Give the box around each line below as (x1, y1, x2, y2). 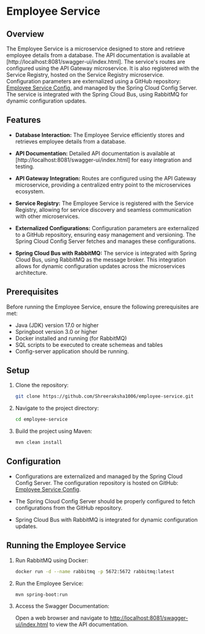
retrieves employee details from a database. (15, 137, 127, 145)
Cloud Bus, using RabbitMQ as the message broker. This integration (15, 256, 186, 263)
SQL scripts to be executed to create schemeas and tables (15, 341, 163, 348)
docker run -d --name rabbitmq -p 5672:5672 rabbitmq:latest (15, 568, 175, 574)
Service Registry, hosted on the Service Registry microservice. (6, 71, 165, 78)
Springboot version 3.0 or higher (15, 328, 98, 335)
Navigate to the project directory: (15, 404, 99, 412)
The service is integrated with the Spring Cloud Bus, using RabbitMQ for (6, 91, 188, 98)
